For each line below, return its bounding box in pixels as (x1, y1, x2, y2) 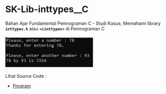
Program (12, 82, 31, 89)
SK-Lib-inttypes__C (5, 4, 89, 15)
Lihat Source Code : (5, 73, 47, 79)
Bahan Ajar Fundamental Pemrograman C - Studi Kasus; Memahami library (5, 20, 161, 26)
